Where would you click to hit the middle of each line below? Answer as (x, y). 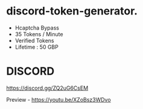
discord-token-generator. (72, 11)
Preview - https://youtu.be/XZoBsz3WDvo (59, 99)
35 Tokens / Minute (39, 34)
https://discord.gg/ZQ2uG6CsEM (47, 88)
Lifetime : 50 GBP (37, 47)
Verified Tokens (34, 40)
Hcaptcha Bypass (37, 28)
